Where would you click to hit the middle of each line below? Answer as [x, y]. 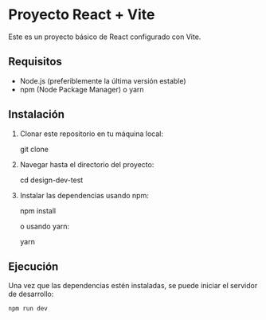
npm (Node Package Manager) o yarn [82, 89]
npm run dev [28, 309]
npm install [38, 211]
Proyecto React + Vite [82, 15]
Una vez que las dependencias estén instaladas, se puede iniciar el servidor [133, 286]
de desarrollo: [31, 294]
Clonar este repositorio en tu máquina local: [91, 134]
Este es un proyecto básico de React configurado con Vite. [105, 37]
